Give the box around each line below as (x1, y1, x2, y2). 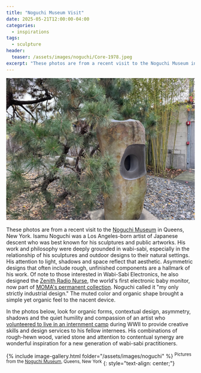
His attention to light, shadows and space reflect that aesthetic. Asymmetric (6, 258, 193, 265)
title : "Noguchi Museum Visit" (6, 10, 84, 16)
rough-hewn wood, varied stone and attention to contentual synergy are (6, 333, 184, 341)
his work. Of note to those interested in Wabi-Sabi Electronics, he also (6, 270, 179, 277)
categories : (6, 22, 36, 28)
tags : (6, 35, 20, 41)
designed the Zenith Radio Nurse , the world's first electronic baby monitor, (6, 277, 190, 284)
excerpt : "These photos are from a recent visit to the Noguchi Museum (6, 60, 188, 66)
